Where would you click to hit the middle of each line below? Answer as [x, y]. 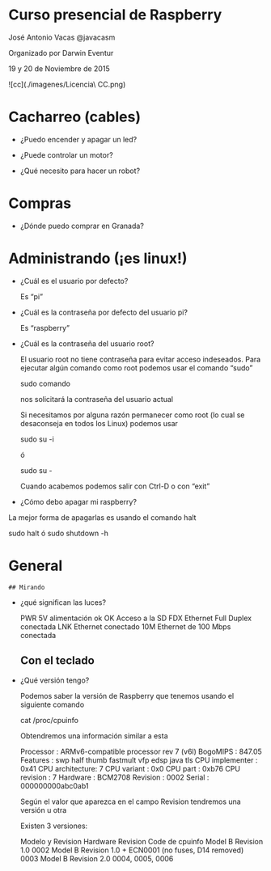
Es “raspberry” [45, 328]
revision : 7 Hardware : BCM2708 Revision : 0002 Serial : [114, 777]
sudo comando [45, 383]
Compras [40, 203]
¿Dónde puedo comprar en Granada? [82, 226]
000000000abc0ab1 [54, 785]
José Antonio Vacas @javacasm [62, 37]
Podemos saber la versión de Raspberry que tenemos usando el [127, 696]
